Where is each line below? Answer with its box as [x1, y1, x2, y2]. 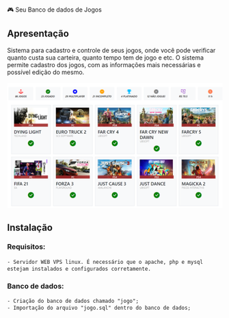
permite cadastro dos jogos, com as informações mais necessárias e [7, 60, 201, 69]
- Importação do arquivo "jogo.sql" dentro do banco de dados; [7, 304, 191, 312]
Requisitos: [7, 242, 46, 252]
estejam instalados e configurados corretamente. [7, 265, 152, 272]
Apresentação [7, 28, 70, 40]
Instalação [7, 221, 53, 233]
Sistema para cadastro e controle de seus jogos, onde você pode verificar [7, 46, 216, 54]
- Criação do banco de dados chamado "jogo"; [7, 297, 139, 305]
